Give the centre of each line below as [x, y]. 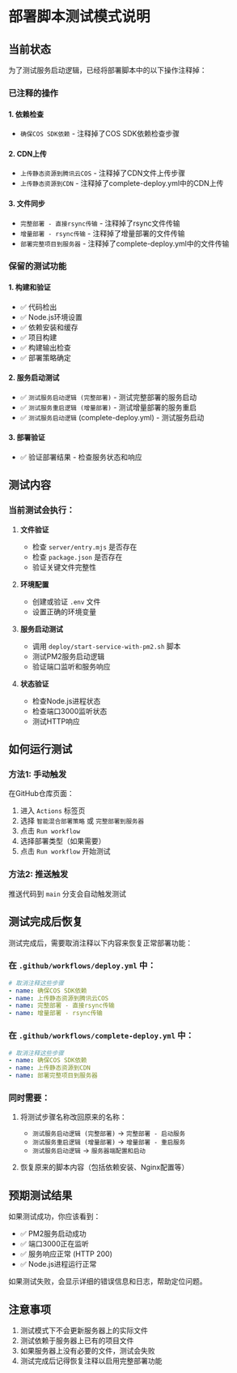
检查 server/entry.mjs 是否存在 [85, 547]
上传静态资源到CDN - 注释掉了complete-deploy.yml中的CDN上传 [122, 183]
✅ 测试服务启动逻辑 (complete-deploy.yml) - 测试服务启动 [112, 417]
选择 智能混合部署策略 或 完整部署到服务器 [82, 821]
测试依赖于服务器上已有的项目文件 [77, 1341]
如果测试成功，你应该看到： [55, 1216]
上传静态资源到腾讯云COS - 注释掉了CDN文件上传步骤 [103, 173]
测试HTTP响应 [56, 721]
